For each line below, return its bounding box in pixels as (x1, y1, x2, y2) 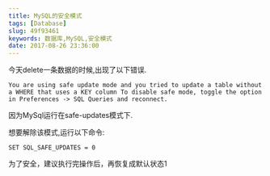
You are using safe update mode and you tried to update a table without (8, 82, 263, 90)
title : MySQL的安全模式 (8, 11, 82, 20)
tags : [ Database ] (8, 19, 67, 27)
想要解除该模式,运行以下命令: (8, 128, 105, 137)
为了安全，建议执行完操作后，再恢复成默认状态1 (8, 159, 167, 169)
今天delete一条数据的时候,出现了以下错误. (8, 65, 147, 75)
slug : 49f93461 (8, 27, 60, 35)
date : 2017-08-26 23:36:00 (8, 42, 99, 50)
